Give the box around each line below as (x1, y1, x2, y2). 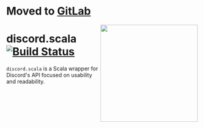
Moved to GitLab (6, 4, 91, 18)
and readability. (6, 78, 46, 86)
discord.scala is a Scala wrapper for (6, 65, 98, 72)
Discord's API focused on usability (6, 72, 92, 79)
